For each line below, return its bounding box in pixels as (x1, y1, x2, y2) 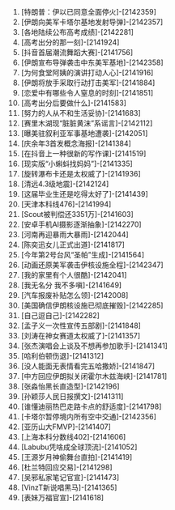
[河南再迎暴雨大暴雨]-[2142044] (20, 230, 129, 239)
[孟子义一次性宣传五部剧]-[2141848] (20, 321, 141, 330)
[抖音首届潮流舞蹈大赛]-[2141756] (20, 48, 134, 57)
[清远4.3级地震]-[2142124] (20, 179, 109, 189)
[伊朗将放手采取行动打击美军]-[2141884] (20, 78, 156, 87)
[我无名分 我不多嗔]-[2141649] (20, 280, 122, 290)
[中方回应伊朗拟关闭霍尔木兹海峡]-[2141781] (20, 372, 168, 380)
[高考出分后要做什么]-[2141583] (20, 98, 126, 108)
